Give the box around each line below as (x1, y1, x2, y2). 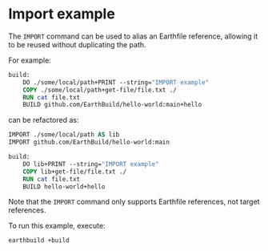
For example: (8, 55, 52, 65)
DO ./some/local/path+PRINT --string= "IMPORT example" (22, 78, 210, 87)
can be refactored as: (8, 115, 79, 125)
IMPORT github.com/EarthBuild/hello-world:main (8, 138, 170, 147)
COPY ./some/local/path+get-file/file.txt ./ (22, 86, 178, 94)
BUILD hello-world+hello (22, 182, 106, 191)
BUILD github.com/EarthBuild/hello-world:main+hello (22, 101, 202, 109)
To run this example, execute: (8, 221, 106, 231)
